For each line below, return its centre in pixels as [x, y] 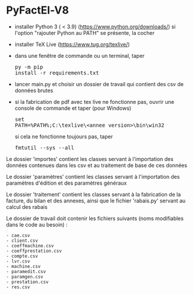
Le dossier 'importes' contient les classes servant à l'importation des [90, 159]
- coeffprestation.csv [34, 251]
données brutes [34, 90]
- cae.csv [18, 235]
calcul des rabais [27, 206]
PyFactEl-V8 [37, 10]
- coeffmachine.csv [30, 245]
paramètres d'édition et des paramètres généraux [66, 183]
